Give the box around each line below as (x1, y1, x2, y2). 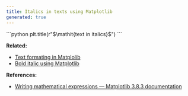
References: (6, 71, 37, 78)
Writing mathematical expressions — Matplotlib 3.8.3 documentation (14, 82, 182, 89)
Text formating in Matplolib (14, 53, 81, 60)
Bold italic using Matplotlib (14, 60, 80, 67)
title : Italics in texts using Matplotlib (6, 8, 113, 15)
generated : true (6, 14, 46, 20)
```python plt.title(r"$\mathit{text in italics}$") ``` (6, 30, 123, 37)
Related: (6, 42, 28, 49)
